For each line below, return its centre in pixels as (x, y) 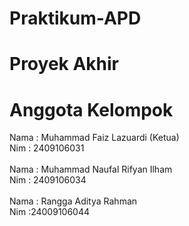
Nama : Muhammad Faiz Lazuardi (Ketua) (94, 138)
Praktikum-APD (75, 18)
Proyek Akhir (64, 64)
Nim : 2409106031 (47, 148)
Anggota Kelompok (91, 109)
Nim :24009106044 (50, 212)
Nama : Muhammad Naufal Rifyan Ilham (91, 169)
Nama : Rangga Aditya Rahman (73, 201)
